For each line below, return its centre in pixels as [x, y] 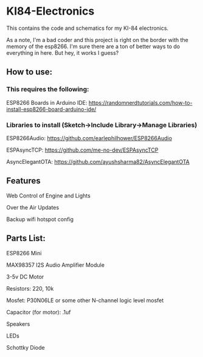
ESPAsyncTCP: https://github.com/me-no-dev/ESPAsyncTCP [82, 150]
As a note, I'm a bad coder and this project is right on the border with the [97, 40]
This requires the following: [48, 90]
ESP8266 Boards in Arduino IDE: [47, 102]
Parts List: [26, 239]
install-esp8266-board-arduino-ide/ [51, 109]
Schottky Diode [26, 347]
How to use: [29, 72]
